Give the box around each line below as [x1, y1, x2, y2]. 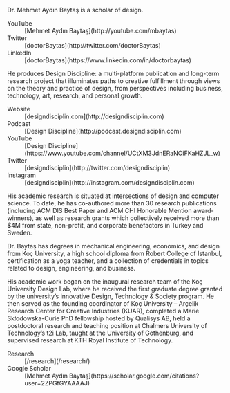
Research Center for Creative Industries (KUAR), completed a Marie [7, 307, 200, 315]
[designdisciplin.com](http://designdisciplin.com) [24, 112, 164, 120]
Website [7, 105, 31, 113]
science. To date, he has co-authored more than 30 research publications [7, 199, 217, 207]
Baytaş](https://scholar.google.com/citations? [68, 372, 200, 380]
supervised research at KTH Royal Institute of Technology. [7, 336, 173, 345]
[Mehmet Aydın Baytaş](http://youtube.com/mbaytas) [24, 27, 178, 35]
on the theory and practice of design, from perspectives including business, [7, 84, 223, 92]
